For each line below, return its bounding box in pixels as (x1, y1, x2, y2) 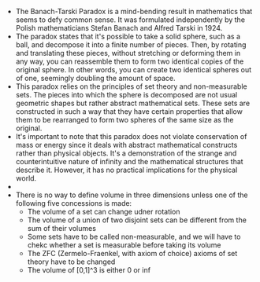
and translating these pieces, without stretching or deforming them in (15, 49, 241, 57)
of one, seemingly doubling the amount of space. (15, 74, 176, 82)
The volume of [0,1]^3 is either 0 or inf (27, 266, 151, 274)
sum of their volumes (27, 224, 97, 233)
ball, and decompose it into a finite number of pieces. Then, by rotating (15, 40, 247, 49)
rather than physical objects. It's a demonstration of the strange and (15, 148, 237, 158)
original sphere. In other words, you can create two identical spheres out (15, 65, 252, 74)
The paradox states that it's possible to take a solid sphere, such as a (15, 31, 241, 41)
